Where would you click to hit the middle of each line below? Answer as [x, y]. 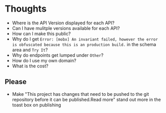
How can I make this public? [41, 33]
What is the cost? [30, 66]
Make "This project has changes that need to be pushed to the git [80, 94]
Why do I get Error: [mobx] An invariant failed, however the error [85, 39]
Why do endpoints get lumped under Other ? [58, 55]
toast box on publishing [36, 105]
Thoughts [26, 9]
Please [16, 82]
